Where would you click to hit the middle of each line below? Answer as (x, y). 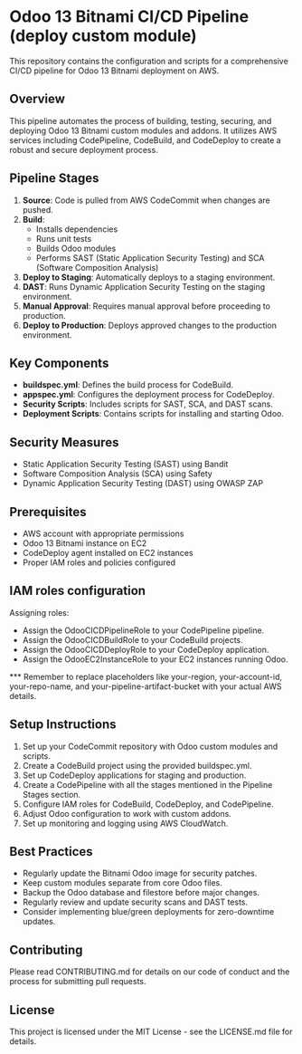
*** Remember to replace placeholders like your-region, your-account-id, (146, 676)
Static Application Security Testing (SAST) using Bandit (125, 465)
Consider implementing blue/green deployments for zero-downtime (148, 912)
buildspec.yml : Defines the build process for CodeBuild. (127, 385)
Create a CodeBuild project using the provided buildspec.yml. (137, 765)
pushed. (38, 209)
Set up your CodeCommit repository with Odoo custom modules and (150, 746)
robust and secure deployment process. (84, 149)
